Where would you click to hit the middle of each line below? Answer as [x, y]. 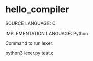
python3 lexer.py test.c [29, 53]
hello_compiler [37, 9]
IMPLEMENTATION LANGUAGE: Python [47, 33]
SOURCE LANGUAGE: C [30, 23]
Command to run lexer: [29, 43]
